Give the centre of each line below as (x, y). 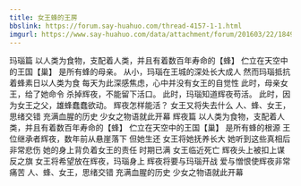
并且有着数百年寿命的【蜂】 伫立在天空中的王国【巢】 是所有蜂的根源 (152, 128)
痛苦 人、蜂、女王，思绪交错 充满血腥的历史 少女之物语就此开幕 (126, 173)
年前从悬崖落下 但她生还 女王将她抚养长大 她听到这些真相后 (181, 139)
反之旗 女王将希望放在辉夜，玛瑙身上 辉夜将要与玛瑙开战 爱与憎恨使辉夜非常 (150, 161)
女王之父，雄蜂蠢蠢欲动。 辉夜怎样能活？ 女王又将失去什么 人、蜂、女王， (154, 106)
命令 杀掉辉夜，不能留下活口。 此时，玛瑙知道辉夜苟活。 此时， (165, 94)
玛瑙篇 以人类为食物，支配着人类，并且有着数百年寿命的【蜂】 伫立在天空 (145, 61)
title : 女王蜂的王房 (43, 17)
